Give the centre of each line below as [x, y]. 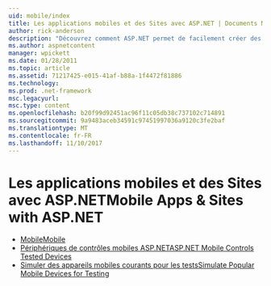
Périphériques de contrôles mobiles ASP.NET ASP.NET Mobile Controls [137, 248]
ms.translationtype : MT [48, 128]
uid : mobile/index [39, 16]
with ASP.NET [56, 217]
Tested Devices [46, 257]
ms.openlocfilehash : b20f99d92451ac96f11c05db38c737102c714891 [117, 114]
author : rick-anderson [46, 31]
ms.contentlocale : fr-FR [50, 135]
